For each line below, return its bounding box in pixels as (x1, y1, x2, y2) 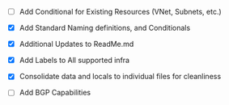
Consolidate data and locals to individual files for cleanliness (19, 72, 222, 82)
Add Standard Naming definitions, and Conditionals (19, 23, 191, 33)
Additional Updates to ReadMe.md (19, 40, 134, 49)
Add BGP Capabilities (19, 88, 91, 98)
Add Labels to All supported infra (19, 56, 130, 65)
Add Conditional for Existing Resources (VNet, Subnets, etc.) (19, 7, 222, 16)
